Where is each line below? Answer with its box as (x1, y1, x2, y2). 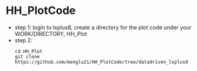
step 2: (14, 36, 33, 44)
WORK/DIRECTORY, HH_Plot (14, 30, 87, 37)
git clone (14, 53, 41, 59)
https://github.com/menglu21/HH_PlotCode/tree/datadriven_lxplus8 (14, 59, 188, 65)
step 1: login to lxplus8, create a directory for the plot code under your (14, 24, 191, 31)
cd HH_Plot (14, 48, 43, 55)
